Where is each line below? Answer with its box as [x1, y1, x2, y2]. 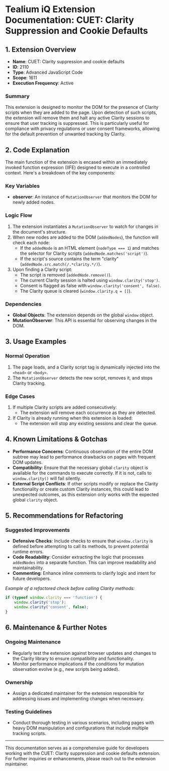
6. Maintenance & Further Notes [5, 623, 107, 632]
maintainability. [12, 565, 44, 571]
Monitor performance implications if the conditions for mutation [12, 661, 144, 667]
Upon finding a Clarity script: [12, 266, 73, 273]
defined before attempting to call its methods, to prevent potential [12, 543, 149, 550]
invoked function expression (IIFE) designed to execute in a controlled [5, 164, 150, 170]
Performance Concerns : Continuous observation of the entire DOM [12, 448, 153, 455]
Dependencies [5, 300, 42, 307]
